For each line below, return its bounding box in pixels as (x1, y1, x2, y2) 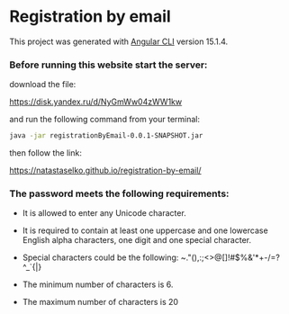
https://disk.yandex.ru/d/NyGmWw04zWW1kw (9, 96, 183, 107)
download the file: (9, 79, 77, 90)
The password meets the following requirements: (9, 187, 230, 200)
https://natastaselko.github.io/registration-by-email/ (9, 165, 202, 176)
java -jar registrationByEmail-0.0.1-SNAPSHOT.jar (9, 131, 203, 140)
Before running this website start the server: (9, 58, 208, 71)
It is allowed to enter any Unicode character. (22, 208, 186, 219)
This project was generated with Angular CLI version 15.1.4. (9, 36, 229, 47)
